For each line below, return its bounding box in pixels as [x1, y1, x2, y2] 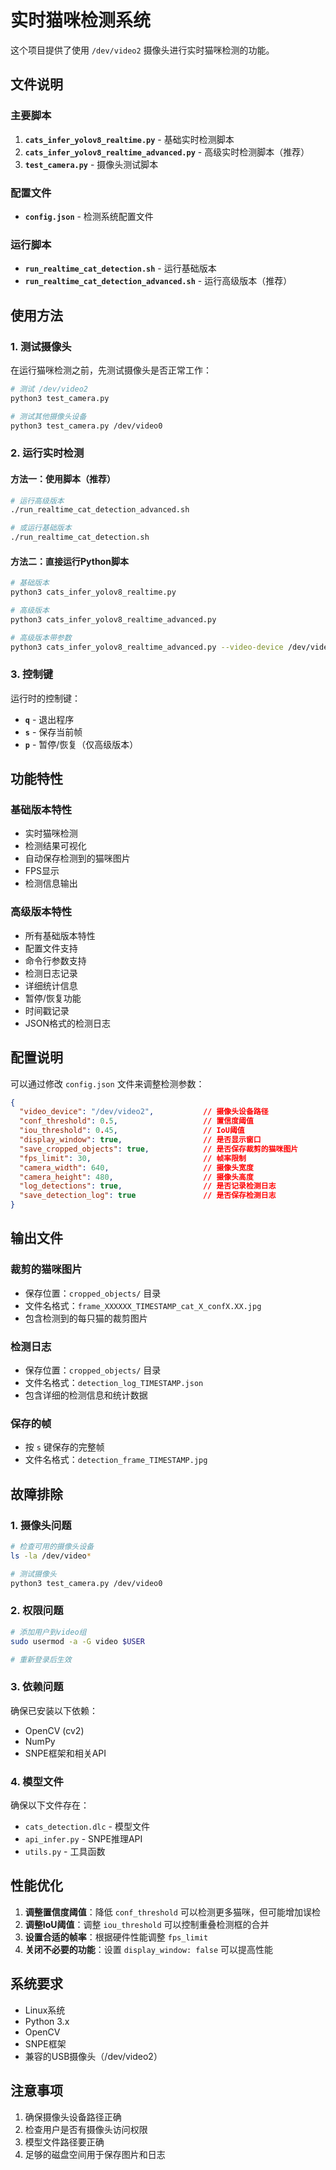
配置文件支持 [24, 942, 78, 954]
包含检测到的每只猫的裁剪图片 [24, 1312, 148, 1324]
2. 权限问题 [10, 1604, 64, 1618]
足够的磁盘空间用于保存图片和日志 [24, 2148, 166, 2160]
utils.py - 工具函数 [24, 1846, 106, 1858]
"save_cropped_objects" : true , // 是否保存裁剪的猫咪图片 [19, 1144, 299, 1154]
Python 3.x [24, 2015, 70, 2027]
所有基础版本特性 [24, 929, 96, 941]
